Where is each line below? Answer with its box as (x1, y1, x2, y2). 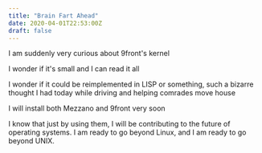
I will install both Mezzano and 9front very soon (8, 103, 166, 113)
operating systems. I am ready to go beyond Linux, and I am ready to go (8, 127, 247, 137)
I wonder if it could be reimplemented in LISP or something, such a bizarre (8, 79, 254, 89)
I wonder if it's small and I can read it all (8, 64, 140, 74)
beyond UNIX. (8, 136, 55, 146)
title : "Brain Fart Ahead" (8, 11, 99, 20)
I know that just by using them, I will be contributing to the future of (8, 119, 231, 129)
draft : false (8, 26, 52, 34)
